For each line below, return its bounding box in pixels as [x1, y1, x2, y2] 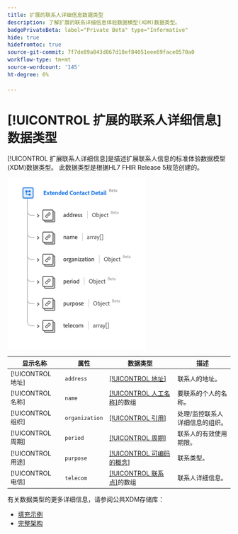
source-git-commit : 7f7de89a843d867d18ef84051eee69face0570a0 [7, 49, 195, 56]
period [64, 435, 84, 442]
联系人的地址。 [177, 374, 222, 383]
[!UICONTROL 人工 [108, 389, 164, 397]
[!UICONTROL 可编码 [108, 449, 171, 458]
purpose [64, 455, 87, 462]
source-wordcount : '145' [7, 64, 81, 71]
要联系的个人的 [177, 389, 222, 397]
